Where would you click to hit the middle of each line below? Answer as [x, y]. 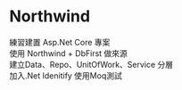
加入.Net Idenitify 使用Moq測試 [66, 75]
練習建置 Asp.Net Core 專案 [60, 42]
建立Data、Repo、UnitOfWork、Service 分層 [91, 64]
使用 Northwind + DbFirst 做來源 [68, 53]
